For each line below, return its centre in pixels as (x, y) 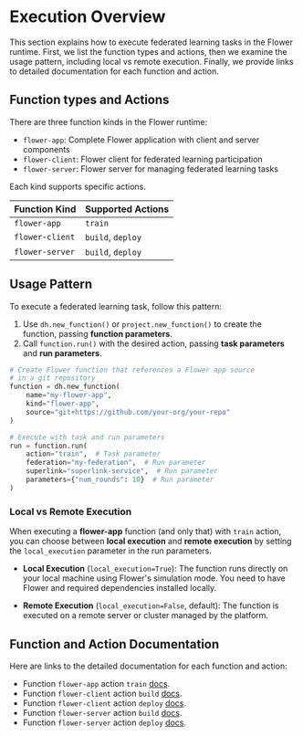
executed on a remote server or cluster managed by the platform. (146, 616)
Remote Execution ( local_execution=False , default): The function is (151, 605)
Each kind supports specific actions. (78, 186)
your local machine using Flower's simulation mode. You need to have (154, 578)
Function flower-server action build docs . (102, 712)
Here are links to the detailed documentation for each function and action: (148, 666)
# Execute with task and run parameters (88, 437)
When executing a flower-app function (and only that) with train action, (146, 532)
